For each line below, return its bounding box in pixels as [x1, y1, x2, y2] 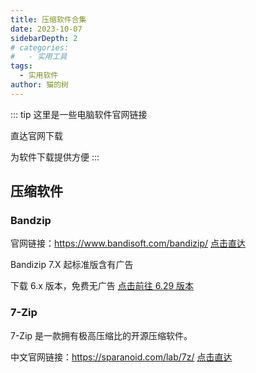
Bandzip [10, 214, 52, 228]
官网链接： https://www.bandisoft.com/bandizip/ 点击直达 [10, 237, 246, 250]
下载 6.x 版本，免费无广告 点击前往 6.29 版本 [10, 280, 195, 292]
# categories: [10, 42, 70, 53]
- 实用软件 [19, 71, 59, 81]
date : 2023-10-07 [10, 24, 83, 34]
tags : [10, 61, 33, 71]
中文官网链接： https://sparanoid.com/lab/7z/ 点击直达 [10, 351, 233, 363]
